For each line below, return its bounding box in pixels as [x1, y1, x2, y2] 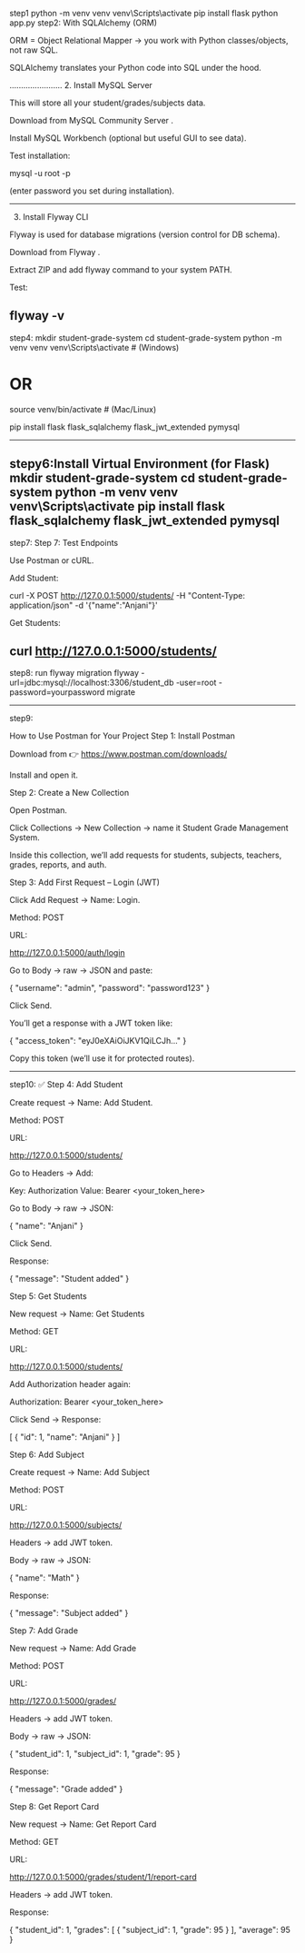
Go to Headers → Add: [9, 1167, 93, 1179]
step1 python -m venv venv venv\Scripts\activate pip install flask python [9, 8, 279, 18]
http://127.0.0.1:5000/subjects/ [9, 1520, 123, 1531]
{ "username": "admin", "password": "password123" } [9, 983, 211, 994]
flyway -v [9, 308, 65, 323]
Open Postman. [9, 805, 68, 816]
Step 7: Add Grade [9, 1625, 79, 1636]
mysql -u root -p [9, 168, 71, 178]
